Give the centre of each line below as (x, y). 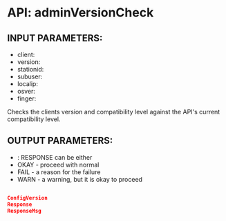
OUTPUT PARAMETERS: (60, 141)
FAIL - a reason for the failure (59, 172)
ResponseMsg (24, 211)
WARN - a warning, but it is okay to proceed (80, 179)
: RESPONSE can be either (55, 157)
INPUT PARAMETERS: (55, 38)
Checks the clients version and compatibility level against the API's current (114, 112)
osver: (26, 91)
